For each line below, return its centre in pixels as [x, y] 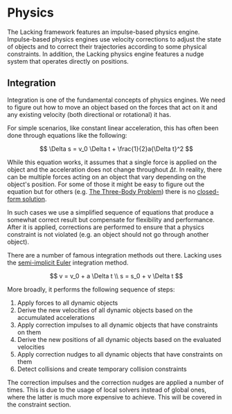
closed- [208, 191]
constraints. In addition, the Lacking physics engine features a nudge [106, 54]
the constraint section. [39, 404]
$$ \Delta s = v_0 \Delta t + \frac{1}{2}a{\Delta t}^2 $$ [116, 148]
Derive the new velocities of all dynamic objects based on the [105, 310]
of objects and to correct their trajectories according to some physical [107, 46]
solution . [34, 199]
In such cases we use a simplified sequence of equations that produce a [110, 212]
